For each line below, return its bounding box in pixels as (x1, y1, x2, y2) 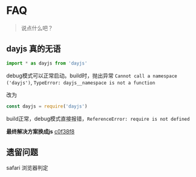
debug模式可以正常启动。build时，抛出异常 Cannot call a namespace (6, 72, 177, 79)
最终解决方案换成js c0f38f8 (6, 127, 75, 135)
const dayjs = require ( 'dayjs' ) (6, 103, 87, 109)
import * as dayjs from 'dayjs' (6, 60, 87, 66)
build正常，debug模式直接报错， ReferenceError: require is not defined (6, 115, 190, 122)
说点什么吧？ (21, 24, 53, 31)
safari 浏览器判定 (6, 164, 48, 172)
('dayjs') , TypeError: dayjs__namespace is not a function (6, 79, 156, 86)
